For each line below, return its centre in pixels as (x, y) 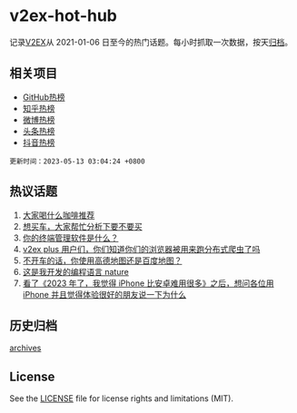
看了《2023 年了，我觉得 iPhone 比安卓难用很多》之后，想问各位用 (148, 283)
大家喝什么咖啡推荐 (59, 215)
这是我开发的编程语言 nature (75, 271)
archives (25, 348)
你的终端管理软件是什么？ (70, 238)
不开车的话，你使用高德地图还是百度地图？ (102, 261)
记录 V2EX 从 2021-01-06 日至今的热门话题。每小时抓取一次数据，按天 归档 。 (151, 42)
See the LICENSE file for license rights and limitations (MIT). (122, 398)
